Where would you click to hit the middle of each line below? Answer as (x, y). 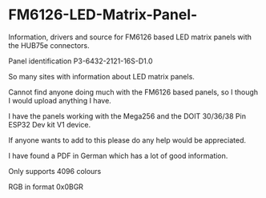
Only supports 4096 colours (55, 171)
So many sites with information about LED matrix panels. (101, 76)
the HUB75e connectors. (49, 45)
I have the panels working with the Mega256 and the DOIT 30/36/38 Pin (127, 116)
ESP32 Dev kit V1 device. (50, 124)
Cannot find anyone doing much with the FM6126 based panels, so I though (133, 92)
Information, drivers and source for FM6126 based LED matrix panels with (130, 37)
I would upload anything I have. (60, 100)
